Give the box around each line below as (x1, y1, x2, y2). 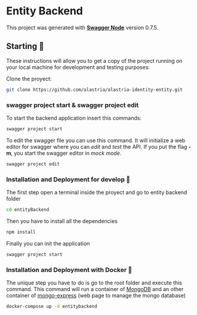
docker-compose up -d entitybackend (6, 303, 97, 309)
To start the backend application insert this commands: (6, 114, 142, 121)
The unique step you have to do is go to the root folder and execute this (6, 279, 182, 286)
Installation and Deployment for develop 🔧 (6, 175, 131, 184)
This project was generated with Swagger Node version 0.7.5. (6, 24, 159, 31)
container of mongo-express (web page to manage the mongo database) (6, 292, 186, 299)
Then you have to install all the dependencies (6, 217, 118, 225)
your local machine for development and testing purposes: (6, 63, 150, 71)
